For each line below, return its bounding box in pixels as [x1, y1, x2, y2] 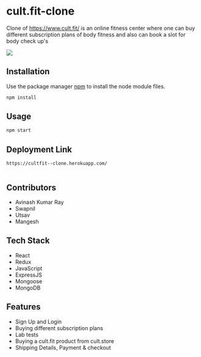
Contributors [6, 182, 57, 193]
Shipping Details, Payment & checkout [15, 344, 111, 351]
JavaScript [15, 264, 43, 272]
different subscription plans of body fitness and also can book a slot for [6, 30, 186, 38]
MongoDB [15, 284, 41, 291]
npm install [6, 94, 37, 101]
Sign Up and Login [15, 318, 62, 325]
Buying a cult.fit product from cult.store [15, 337, 115, 345]
